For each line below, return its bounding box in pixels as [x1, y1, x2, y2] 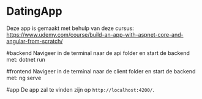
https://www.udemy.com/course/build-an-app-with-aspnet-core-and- [6, 31, 184, 38]
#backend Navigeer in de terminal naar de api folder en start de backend [6, 49, 190, 56]
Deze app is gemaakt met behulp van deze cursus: [6, 24, 135, 32]
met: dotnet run [6, 56, 46, 63]
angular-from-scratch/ [6, 37, 63, 45]
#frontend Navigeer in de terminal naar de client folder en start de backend [6, 67, 196, 75]
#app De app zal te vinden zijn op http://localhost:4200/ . [6, 86, 155, 93]
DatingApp [6, 4, 62, 18]
